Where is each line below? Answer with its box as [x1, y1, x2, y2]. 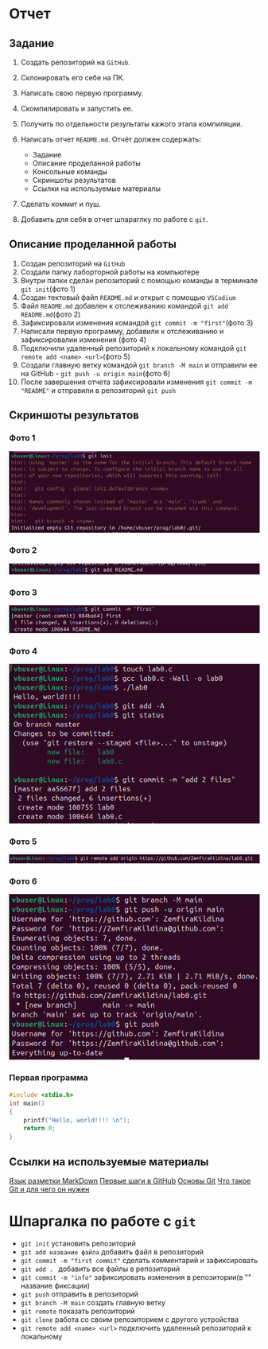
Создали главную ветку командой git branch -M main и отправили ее [20, 360, 258, 370]
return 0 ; [23, 1125, 56, 1133]
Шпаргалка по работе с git [9, 1212, 196, 1230]
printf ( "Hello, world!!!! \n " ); [23, 1116, 130, 1124]
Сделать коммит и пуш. [20, 200, 102, 208]
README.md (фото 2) [20, 309, 81, 319]
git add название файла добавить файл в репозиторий [20, 1246, 204, 1257]
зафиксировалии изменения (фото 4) [20, 335, 146, 344]
